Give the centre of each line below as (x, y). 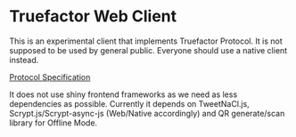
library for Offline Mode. (53, 123)
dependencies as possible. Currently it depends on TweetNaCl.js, (129, 103)
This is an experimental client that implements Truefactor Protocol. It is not (146, 41)
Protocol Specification (50, 77)
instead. (24, 60)
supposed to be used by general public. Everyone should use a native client (148, 50)
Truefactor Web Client (93, 16)
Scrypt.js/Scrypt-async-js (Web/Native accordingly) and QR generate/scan (147, 113)
